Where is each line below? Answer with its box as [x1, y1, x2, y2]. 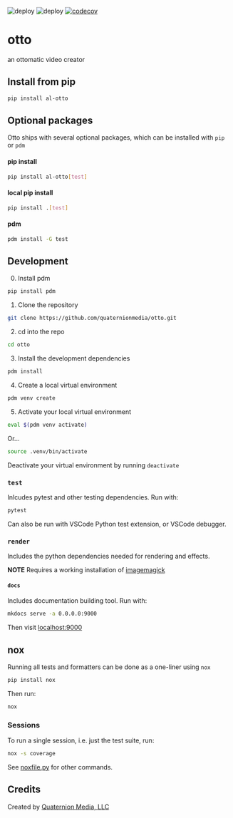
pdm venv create [7, 394, 56, 402]
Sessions [7, 720, 41, 730]
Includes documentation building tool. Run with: [7, 596, 147, 605]
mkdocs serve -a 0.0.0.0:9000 [7, 610, 98, 618]
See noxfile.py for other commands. [7, 762, 113, 771]
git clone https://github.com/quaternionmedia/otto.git [7, 314, 177, 322]
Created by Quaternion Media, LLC [7, 802, 110, 811]
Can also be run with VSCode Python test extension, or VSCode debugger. [7, 519, 227, 528]
